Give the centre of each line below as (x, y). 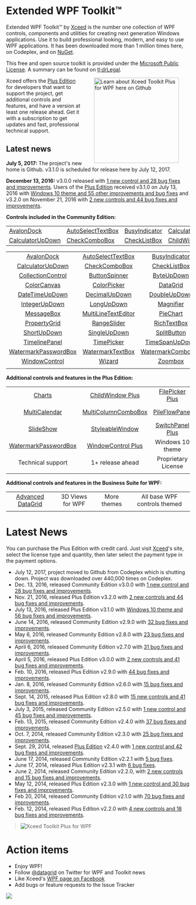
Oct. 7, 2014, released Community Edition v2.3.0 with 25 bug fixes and (99, 734)
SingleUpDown (109, 332)
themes (112, 504)
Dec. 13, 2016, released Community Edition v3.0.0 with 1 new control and (102, 585)
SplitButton (171, 332)
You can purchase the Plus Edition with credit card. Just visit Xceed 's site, (95, 548)
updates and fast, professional (43, 124)
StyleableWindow (115, 429)
